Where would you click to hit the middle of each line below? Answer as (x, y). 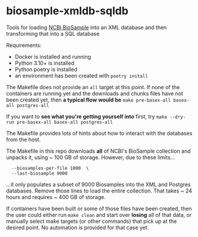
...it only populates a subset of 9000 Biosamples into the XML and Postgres (98, 184)
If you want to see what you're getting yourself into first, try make (87, 116)
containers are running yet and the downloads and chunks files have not (95, 93)
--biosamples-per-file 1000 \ (50, 168)
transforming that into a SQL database (53, 33)
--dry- (177, 117)
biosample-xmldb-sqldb (67, 11)
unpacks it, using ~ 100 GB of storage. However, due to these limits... (91, 157)
